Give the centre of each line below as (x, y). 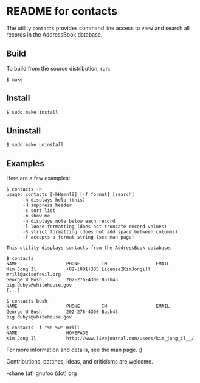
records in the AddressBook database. (54, 34)
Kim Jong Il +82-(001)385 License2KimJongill (78, 269)
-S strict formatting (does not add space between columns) (100, 232)
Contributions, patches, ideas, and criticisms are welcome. (80, 362)
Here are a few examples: (38, 178)
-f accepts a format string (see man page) (78, 237)
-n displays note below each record (69, 221)
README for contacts (62, 11)
